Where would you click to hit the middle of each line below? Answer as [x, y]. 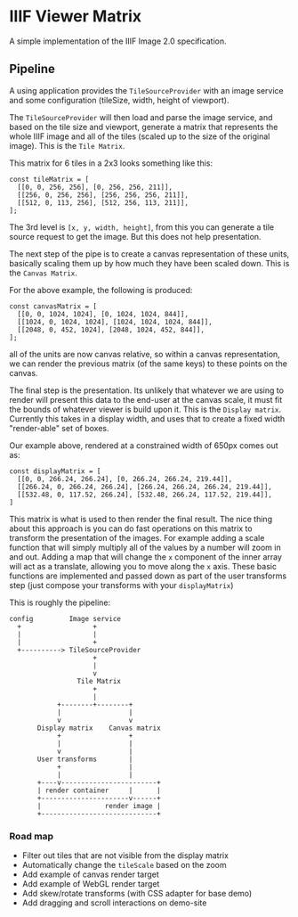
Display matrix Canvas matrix [99, 728]
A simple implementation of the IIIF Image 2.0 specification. [118, 41]
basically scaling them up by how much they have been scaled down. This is [149, 263]
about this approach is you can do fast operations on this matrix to [131, 528]
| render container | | [99, 790]
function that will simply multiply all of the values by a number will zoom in [145, 547]
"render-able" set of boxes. [59, 428]
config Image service [65, 618]
